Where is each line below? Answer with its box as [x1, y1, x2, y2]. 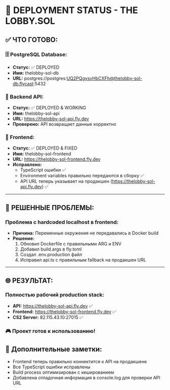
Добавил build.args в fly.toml [20, 246, 82, 252]
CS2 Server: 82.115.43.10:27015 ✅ [12, 314, 83, 320]
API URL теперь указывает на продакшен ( [20, 178, 112, 184]
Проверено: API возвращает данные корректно [12, 121, 116, 127]
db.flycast [12, 80, 34, 86]
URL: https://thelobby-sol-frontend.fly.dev [12, 156, 101, 162]
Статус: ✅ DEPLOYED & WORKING [12, 105, 87, 111]
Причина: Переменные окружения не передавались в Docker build [12, 230, 159, 236]
